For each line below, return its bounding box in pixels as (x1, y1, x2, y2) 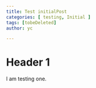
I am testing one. (6, 75, 47, 83)
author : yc (6, 25, 33, 31)
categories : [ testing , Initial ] (6, 14, 91, 20)
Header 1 (6, 56, 50, 69)
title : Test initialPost (6, 8, 67, 15)
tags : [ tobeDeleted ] (6, 19, 57, 25)
